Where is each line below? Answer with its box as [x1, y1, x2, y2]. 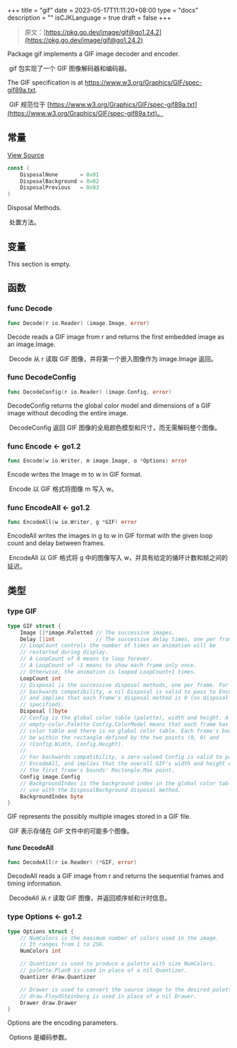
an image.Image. [7, 340, 56, 348]
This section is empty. [7, 260, 72, 268]
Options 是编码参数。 [8, 1033, 71, 1042]
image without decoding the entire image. [7, 408, 128, 417]
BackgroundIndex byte [20, 793, 83, 800]
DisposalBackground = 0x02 [20, 178, 99, 185]
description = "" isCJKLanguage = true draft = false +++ [7, 13, 171, 22]
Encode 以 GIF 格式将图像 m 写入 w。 [8, 485, 118, 493]
